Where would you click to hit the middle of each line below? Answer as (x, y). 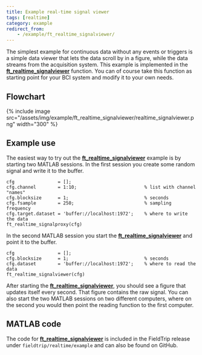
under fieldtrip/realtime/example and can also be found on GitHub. (92, 345)
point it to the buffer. (32, 242)
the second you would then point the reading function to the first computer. (100, 305)
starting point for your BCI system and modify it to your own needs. (90, 78)
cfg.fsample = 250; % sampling (89, 203)
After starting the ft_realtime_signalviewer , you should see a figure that (96, 285)
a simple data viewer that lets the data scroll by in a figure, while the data (97, 58)
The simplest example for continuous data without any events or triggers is (99, 52)
